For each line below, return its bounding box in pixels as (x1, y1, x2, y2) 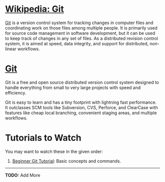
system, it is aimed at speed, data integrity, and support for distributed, (5, 40, 149, 46)
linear (5, 46, 17, 52)
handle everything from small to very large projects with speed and (5, 85, 141, 91)
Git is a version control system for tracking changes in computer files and (5, 20, 154, 26)
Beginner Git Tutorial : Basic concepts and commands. (12, 158, 121, 164)
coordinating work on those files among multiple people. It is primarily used (5, 25, 158, 30)
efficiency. (5, 90, 27, 95)
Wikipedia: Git (5, 3, 64, 15)
